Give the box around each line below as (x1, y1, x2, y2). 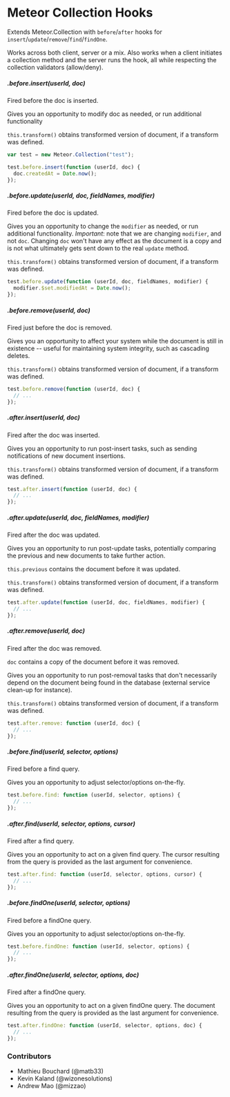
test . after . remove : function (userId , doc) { (7, 720, 140, 727)
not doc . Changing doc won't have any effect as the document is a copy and (7, 237, 222, 245)
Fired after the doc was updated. (7, 531, 100, 540)
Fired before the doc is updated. (7, 209, 99, 217)
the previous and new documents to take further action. (7, 551, 166, 560)
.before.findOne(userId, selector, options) (7, 899, 131, 907)
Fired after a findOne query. (7, 988, 86, 996)
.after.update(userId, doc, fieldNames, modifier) (7, 513, 150, 522)
